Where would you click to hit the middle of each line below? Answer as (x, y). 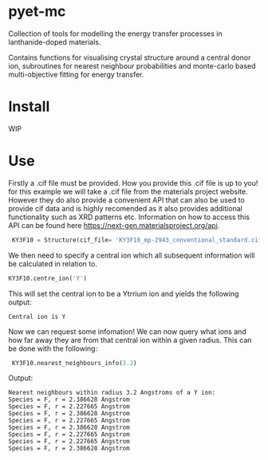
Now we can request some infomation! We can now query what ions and (128, 331)
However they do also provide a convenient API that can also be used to (126, 200)
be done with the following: (53, 348)
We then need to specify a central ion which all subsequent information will (132, 255)
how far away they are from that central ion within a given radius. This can (130, 340)
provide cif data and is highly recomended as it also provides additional (126, 208)
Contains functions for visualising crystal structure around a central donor (130, 57)
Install (29, 107)
